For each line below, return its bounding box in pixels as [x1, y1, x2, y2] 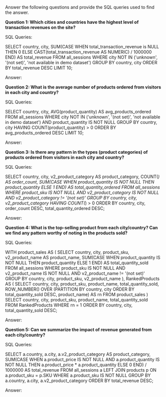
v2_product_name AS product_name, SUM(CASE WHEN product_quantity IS [5, 255, 161, 260]
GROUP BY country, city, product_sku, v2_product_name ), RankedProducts [5, 276, 160, 282]
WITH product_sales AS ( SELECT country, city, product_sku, [5, 249, 130, 255]
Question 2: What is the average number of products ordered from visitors [5, 84, 162, 90]
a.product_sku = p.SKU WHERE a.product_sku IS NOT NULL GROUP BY [5, 373, 151, 378]
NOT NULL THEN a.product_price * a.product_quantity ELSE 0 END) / [5, 362, 147, 368]
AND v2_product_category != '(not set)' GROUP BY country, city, [5, 195, 137, 200]
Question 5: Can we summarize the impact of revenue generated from [5, 327, 152, 332]
